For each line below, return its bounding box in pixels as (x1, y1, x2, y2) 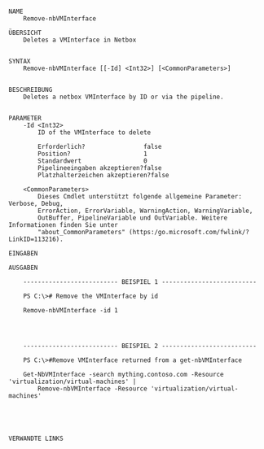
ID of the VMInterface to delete (37, 129, 152, 137)
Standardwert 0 (37, 157, 148, 165)
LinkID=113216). (8, 235, 64, 243)
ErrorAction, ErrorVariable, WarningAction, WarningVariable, (37, 207, 253, 215)
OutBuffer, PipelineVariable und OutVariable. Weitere (37, 214, 228, 222)
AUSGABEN (8, 264, 38, 272)
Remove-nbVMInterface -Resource (37, 385, 148, 393)
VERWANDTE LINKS (8, 434, 64, 442)
